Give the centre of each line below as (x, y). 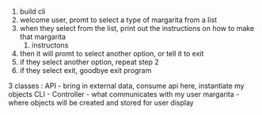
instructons (50, 45)
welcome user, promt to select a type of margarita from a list (118, 20)
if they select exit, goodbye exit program (85, 70)
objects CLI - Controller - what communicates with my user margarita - (124, 94)
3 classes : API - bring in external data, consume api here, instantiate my (126, 86)
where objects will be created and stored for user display (101, 103)
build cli (32, 11)
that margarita (42, 36)
